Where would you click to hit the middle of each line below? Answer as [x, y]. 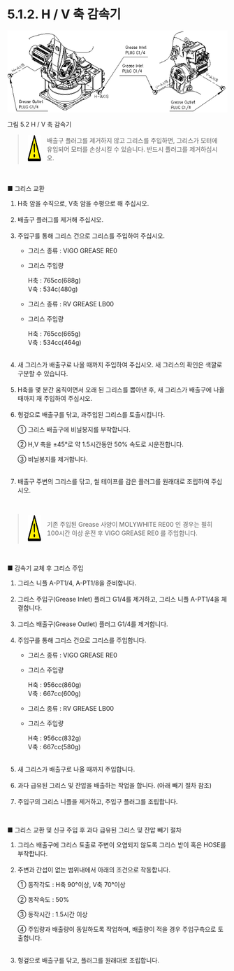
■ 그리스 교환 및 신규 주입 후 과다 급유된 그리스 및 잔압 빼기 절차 [94, 830]
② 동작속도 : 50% [43, 900]
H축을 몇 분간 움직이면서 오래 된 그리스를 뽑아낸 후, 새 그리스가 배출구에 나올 [121, 390]
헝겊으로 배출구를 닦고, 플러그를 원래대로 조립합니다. [88, 961]
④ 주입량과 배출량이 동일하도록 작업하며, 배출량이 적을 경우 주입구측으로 [117, 929]
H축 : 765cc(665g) [54, 334]
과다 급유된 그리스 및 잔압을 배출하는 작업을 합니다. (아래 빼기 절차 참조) [114, 786]
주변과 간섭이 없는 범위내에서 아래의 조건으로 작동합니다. [94, 870]
